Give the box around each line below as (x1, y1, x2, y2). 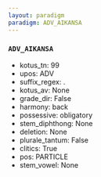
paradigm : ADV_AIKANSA (8, 19, 82, 27)
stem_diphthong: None (19, 118, 93, 128)
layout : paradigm (8, 11, 65, 20)
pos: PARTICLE (19, 152, 69, 161)
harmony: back (19, 102, 69, 111)
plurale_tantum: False (19, 135, 88, 145)
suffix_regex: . (19, 77, 66, 86)
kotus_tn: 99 (19, 60, 60, 70)
